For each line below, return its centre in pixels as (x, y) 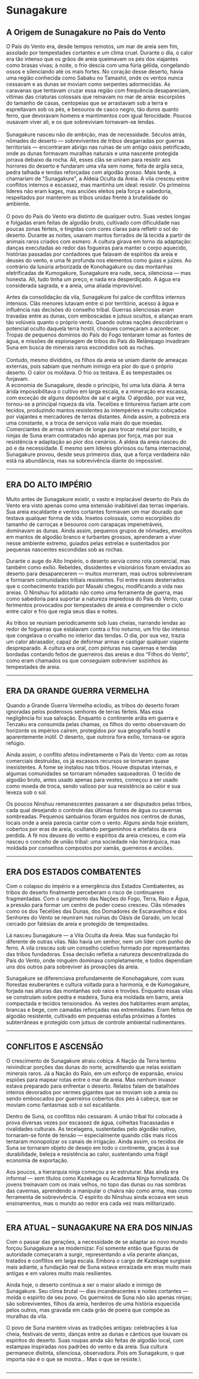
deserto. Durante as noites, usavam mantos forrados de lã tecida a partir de (98, 235)
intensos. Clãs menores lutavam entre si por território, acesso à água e (92, 303)
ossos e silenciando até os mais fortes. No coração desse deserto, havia (95, 71)
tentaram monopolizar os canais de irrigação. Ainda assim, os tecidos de (95, 1141)
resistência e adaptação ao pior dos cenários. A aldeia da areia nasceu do (96, 442)
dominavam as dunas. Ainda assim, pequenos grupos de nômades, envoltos (99, 530)
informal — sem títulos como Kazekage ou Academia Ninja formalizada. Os (98, 1178)
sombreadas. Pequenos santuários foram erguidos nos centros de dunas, (96, 816)
